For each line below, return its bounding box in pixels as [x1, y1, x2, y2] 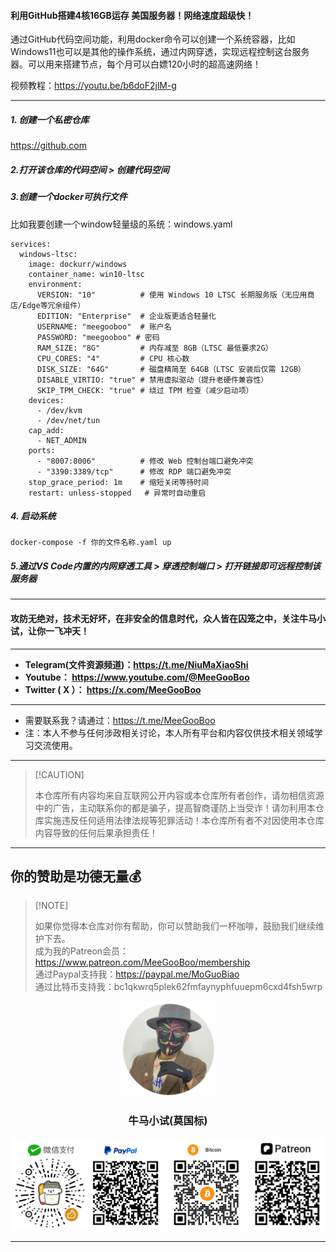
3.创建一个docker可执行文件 [10, 191, 128, 203]
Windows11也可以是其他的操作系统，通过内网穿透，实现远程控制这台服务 [10, 46, 310, 58]
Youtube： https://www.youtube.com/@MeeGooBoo [24, 671, 250, 683]
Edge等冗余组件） [22, 300, 86, 310]
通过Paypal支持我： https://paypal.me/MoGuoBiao [34, 968, 240, 980]
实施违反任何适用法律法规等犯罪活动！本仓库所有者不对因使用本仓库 [43, 814, 325, 826]
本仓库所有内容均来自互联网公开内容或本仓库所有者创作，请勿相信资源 [34, 789, 325, 801]
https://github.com [10, 140, 87, 152]
